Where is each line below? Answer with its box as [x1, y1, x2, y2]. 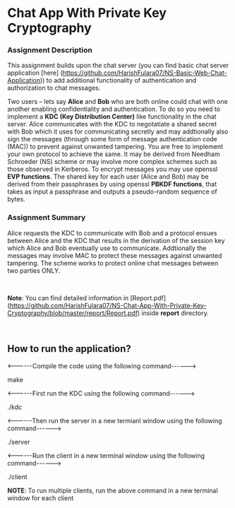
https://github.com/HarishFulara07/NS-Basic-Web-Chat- [62, 69, 227, 77]
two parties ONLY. [7, 266, 61, 275]
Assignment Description [7, 45, 93, 55]
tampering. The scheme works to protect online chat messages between [7, 259, 219, 267]
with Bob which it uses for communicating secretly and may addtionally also [7, 127, 229, 136]
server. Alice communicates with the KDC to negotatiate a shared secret [7, 120, 217, 129]
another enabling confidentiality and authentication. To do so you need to [7, 105, 221, 114]
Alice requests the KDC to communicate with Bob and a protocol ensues [7, 228, 217, 237]
